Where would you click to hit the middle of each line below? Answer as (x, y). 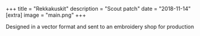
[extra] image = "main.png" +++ (46, 15)
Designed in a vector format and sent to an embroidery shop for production (100, 27)
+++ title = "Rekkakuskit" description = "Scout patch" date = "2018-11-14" (98, 9)
